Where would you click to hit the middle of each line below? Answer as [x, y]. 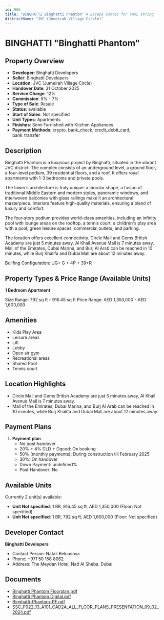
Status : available [29, 109]
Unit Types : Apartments [36, 120]
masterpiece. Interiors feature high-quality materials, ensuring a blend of [78, 203]
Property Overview [35, 61]
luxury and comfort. [25, 208]
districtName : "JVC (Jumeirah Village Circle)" [54, 19]
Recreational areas [31, 358]
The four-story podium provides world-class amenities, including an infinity [81, 218]
